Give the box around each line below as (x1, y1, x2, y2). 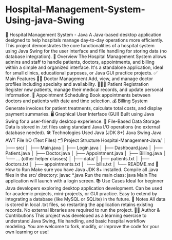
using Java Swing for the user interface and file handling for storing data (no (5, 48, 167, 54)
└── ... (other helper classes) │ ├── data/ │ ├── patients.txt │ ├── (5, 155, 150, 161)
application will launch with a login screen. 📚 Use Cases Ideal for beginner (5, 177, 164, 183)
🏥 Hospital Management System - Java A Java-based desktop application (5, 31, 162, 38)
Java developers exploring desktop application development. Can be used (5, 185, 163, 191)
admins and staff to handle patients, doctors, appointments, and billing (5, 59, 155, 65)
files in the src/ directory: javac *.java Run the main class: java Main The (5, 172, 157, 178)
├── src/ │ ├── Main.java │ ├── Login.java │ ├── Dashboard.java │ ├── (5, 144, 163, 151)
